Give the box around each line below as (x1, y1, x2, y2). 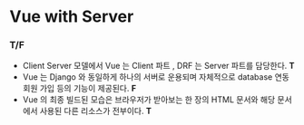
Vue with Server (9, 6, 134, 27)
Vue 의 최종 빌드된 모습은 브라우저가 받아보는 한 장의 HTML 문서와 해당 (22, 94, 276, 105)
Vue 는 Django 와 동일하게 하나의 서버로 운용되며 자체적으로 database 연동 (22, 72, 290, 82)
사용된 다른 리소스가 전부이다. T (39, 106, 152, 117)
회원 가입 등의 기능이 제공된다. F (22, 83, 137, 94)
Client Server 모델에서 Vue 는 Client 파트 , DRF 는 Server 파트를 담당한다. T (22, 61, 295, 72)
